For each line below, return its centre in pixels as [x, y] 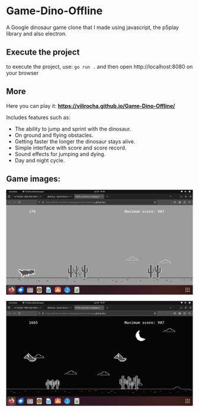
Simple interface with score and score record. [70, 148]
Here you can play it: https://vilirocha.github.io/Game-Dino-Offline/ [91, 106]
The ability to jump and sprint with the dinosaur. [73, 129]
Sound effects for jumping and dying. [60, 154]
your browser [23, 73]
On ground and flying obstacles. [54, 135]
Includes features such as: [38, 117]
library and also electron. [36, 33]
